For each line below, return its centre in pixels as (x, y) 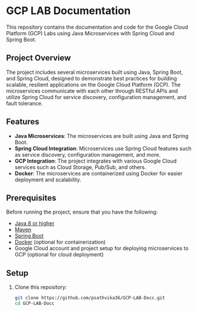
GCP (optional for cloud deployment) (59, 255)
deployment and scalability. (48, 180)
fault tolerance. (24, 103)
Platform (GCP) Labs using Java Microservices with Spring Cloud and (90, 33)
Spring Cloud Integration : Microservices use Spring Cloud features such (103, 148)
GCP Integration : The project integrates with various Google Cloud (96, 161)
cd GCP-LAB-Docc (34, 303)
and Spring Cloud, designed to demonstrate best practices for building (92, 78)
